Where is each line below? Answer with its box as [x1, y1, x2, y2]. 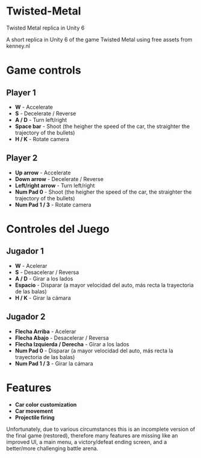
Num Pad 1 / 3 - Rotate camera [14, 201, 91, 208]
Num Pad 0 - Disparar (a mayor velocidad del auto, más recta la [14, 347, 173, 354]
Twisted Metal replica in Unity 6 [6, 24, 85, 31]
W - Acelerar [14, 262, 48, 269]
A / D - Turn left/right [14, 116, 67, 123]
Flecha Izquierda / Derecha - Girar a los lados [14, 340, 129, 348]
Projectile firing [14, 413, 55, 421]
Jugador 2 [6, 312, 46, 322]
